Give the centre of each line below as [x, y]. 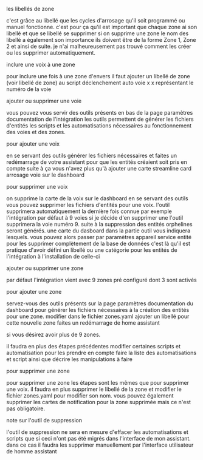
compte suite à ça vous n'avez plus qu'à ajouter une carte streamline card [99, 168]
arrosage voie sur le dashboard [46, 175]
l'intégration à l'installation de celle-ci [53, 256]
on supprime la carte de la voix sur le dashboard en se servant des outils [97, 198]
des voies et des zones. [36, 132]
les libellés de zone [30, 9]
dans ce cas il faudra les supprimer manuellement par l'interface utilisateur [100, 445]
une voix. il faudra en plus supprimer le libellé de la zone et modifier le [94, 389]
